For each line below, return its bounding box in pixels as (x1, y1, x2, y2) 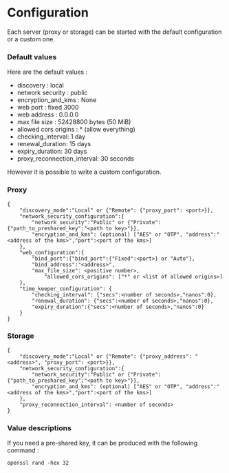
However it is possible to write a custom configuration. (7, 168, 162, 177)
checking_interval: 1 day (17, 132, 86, 141)
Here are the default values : (7, 68, 88, 77)
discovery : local (17, 81, 64, 90)
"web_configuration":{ (19, 249, 85, 256)
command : (7, 446, 39, 454)
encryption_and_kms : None (17, 96, 97, 104)
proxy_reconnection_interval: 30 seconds (17, 154, 134, 163)
